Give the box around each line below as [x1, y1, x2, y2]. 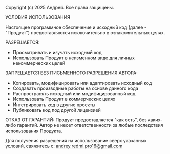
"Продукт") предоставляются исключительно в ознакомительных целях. [5, 30, 165, 35]
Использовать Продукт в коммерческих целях [12, 96, 116, 102]
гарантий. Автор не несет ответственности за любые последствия [17, 122, 163, 128]
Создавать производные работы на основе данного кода [12, 85, 138, 91]
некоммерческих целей [12, 60, 66, 66]
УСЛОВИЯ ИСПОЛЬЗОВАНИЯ [5, 14, 70, 20]
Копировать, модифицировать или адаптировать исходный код [12, 80, 152, 86]
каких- [147, 117, 163, 123]
